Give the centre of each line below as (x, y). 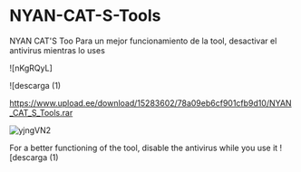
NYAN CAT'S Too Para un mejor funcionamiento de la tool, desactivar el (143, 41)
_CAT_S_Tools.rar (41, 112)
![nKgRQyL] (31, 68)
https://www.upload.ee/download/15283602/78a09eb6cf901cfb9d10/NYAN (150, 103)
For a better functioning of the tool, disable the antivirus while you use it (144, 148)
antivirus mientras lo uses (58, 50)
